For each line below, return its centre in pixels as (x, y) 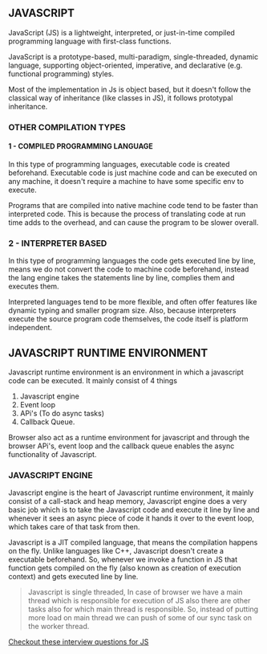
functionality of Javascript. (53, 455)
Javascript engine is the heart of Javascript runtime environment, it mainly (131, 493)
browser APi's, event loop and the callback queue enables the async (121, 446)
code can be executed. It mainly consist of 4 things (93, 381)
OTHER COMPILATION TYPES (67, 127)
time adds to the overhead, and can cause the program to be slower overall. (133, 222)
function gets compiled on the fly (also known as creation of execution (125, 568)
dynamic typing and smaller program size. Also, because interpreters (122, 311)
